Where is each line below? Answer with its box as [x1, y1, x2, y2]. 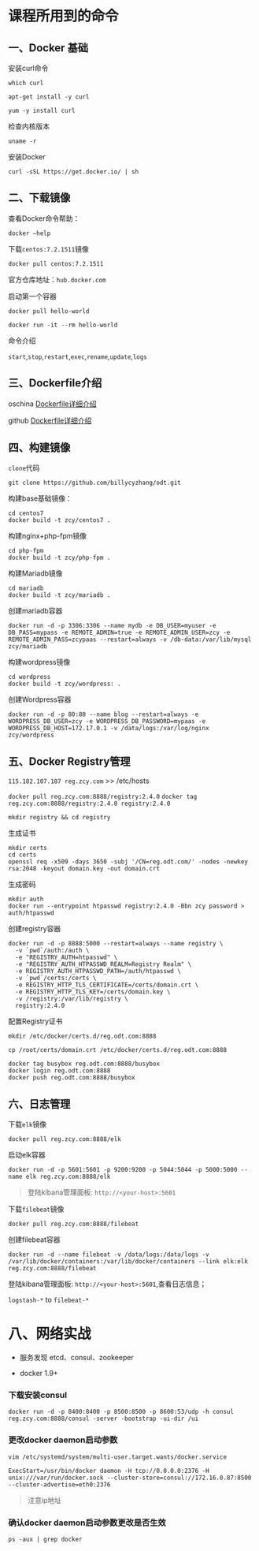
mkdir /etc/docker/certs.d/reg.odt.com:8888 [8, 1032, 157, 1041]
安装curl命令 [8, 64, 49, 73]
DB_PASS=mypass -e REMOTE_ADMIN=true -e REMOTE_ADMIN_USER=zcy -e [8, 628, 231, 637]
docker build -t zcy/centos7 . [8, 516, 111, 524]
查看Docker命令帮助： [8, 214, 80, 223]
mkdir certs [8, 844, 47, 852]
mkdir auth [8, 896, 44, 904]
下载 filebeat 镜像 [8, 1204, 65, 1214]
